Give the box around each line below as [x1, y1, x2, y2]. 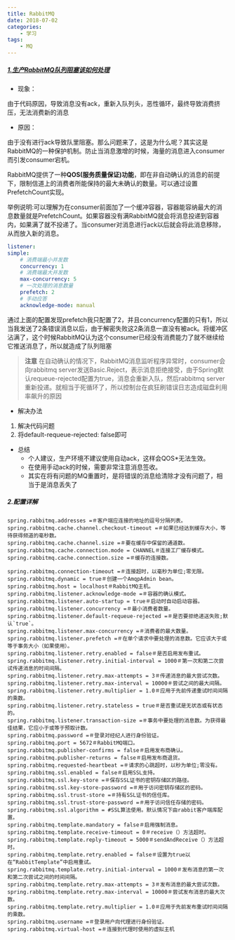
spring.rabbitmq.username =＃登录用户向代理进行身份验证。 [7, 918, 168, 925]
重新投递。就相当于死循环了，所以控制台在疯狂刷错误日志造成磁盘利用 [24, 383, 228, 391]
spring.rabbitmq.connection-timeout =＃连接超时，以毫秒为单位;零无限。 [7, 568, 208, 575]
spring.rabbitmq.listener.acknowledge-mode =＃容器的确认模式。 [7, 590, 189, 597]
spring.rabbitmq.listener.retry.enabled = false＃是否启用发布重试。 [7, 650, 205, 657]
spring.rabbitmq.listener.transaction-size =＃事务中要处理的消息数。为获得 [7, 717, 221, 724]
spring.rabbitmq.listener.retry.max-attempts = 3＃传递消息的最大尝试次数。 [7, 672, 223, 679]
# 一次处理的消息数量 [20, 282, 74, 290]
